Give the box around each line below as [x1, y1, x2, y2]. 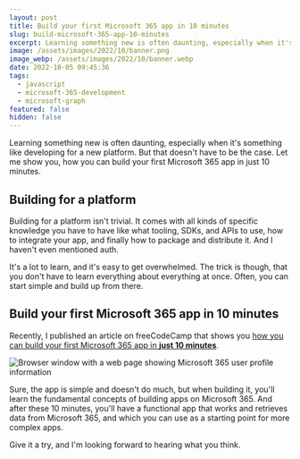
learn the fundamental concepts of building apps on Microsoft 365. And [9, 393, 273, 404]
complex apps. [9, 421, 64, 432]
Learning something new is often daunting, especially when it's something [9, 138, 283, 149]
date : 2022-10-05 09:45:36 [9, 64, 110, 72]
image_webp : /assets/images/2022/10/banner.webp [9, 55, 194, 64]
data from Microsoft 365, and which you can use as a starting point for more [9, 412, 290, 423]
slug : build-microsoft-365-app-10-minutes [9, 30, 170, 38]
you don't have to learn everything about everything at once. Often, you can [9, 270, 288, 282]
